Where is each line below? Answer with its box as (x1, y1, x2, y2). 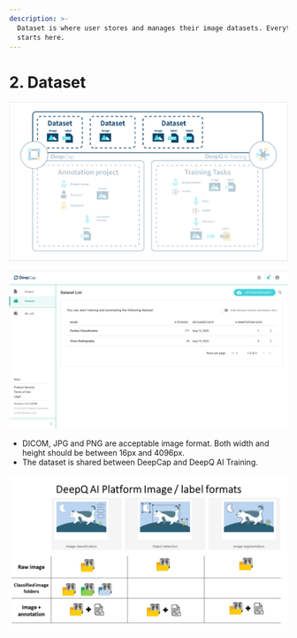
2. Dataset (9, 72, 87, 92)
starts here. (17, 33, 65, 42)
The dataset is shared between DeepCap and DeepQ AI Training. (21, 457, 258, 467)
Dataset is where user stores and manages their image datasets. (17, 23, 263, 33)
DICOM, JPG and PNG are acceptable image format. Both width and (21, 438, 270, 449)
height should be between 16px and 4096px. (21, 447, 186, 457)
